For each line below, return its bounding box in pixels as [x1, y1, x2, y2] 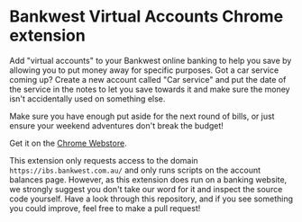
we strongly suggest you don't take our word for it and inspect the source [9, 183, 283, 194]
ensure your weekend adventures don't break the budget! [9, 120, 224, 131]
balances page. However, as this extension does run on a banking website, [9, 173, 288, 185]
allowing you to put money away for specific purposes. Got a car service [9, 65, 279, 75]
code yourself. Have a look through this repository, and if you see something [9, 193, 294, 204]
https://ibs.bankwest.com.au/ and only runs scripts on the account [9, 164, 261, 175]
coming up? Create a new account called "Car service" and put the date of [9, 74, 287, 84]
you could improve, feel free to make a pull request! [9, 202, 201, 213]
